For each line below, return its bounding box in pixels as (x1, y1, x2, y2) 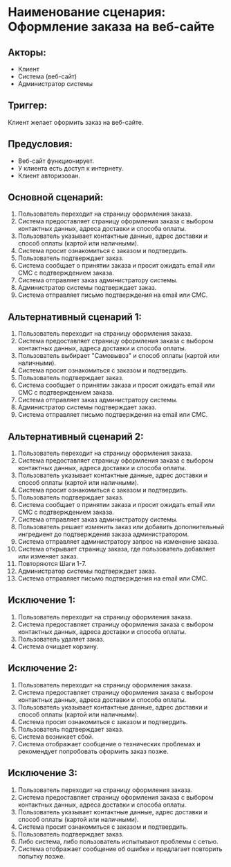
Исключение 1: (8, 594, 76, 606)
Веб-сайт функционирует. (17, 157, 94, 165)
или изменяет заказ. (17, 552, 79, 560)
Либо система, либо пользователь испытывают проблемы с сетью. (17, 837, 219, 845)
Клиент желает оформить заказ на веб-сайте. (8, 118, 144, 126)
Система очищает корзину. (17, 642, 99, 651)
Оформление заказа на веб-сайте (8, 19, 215, 35)
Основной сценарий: (8, 191, 104, 203)
